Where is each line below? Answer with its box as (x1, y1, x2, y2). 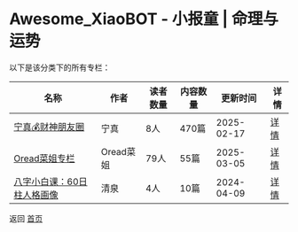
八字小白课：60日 (13, 175, 88, 188)
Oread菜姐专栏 (13, 152, 75, 165)
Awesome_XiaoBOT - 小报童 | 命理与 (9, 9, 279, 29)
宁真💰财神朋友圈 (13, 121, 85, 134)
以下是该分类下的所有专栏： (9, 62, 111, 73)
